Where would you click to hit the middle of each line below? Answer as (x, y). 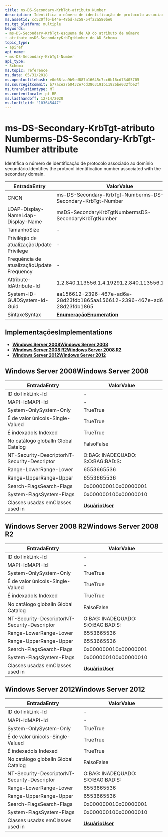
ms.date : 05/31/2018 (27, 75)
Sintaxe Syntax (24, 315)
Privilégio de (22, 238)
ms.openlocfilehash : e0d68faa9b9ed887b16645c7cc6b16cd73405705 (72, 80)
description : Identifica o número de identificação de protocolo (74, 15)
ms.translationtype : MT (30, 89)
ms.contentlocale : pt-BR (31, 94)
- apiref (14, 47)
